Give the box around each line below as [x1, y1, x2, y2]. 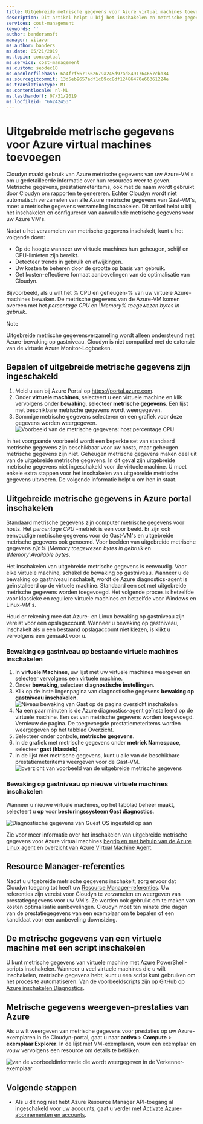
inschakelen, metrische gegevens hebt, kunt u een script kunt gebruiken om [6, 972, 196, 979]
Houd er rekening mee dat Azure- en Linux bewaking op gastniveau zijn [6, 613, 185, 620]
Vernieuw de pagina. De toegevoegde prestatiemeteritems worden [14, 720, 181, 727]
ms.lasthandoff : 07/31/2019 [6, 93, 77, 99]
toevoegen [6, 150, 62, 164]
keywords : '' [6, 25, 39, 32]
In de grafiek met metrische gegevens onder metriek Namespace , [14, 739, 181, 747]
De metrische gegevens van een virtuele [6, 933, 162, 943]
